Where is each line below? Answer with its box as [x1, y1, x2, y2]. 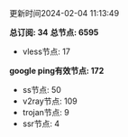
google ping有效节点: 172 [9, 66, 105, 76]
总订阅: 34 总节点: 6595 [9, 27, 99, 38]
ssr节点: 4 [22, 118, 60, 129]
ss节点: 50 [22, 85, 61, 95]
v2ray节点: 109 [22, 96, 78, 106]
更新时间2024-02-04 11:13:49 [9, 8, 120, 18]
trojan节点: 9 [22, 107, 69, 117]
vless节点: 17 [22, 46, 70, 57]
